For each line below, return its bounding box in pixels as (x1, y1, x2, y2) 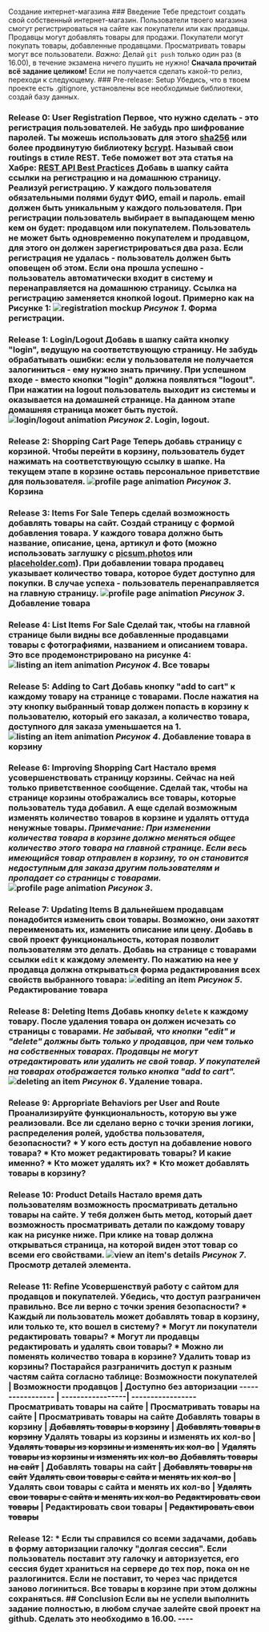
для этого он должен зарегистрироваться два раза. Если (8, 242, 244, 253)
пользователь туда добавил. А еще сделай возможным (8, 802, 238, 813)
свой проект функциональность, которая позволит (8, 934, 219, 946)
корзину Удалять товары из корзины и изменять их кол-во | (8, 1432, 256, 1443)
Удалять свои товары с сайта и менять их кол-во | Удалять (8, 1481, 252, 1492)
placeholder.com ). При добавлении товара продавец (8, 557, 224, 569)
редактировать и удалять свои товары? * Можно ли (8, 1341, 224, 1352)
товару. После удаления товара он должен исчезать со (8, 1016, 236, 1027)
